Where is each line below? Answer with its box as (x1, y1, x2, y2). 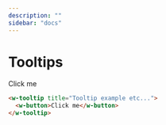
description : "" (8, 11, 62, 20)
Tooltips (8, 53, 64, 71)
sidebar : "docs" (8, 19, 62, 27)
